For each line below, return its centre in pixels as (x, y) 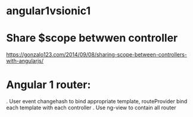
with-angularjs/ (25, 61)
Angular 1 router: (49, 85)
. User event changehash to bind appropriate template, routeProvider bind (97, 102)
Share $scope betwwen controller (92, 38)
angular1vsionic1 (49, 11)
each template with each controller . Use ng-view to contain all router (91, 107)
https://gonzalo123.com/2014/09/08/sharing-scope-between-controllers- (97, 55)
